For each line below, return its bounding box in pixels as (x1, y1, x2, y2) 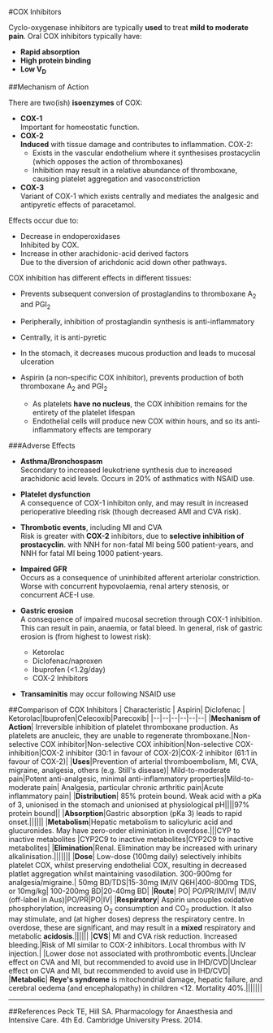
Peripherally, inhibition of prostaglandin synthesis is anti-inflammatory (19, 317, 255, 327)
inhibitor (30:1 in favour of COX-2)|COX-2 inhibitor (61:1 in (65, 748, 258, 758)
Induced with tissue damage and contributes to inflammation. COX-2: (19, 139, 253, 149)
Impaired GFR (19, 564, 67, 574)
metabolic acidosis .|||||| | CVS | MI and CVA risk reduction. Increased (8, 931, 238, 941)
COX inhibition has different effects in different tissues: (8, 272, 193, 283)
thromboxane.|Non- (184, 731, 251, 740)
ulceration (19, 357, 54, 367)
